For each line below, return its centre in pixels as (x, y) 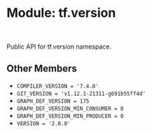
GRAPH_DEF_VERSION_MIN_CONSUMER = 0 (70, 108)
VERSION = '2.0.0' (43, 123)
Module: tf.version (61, 13)
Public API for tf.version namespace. (59, 46)
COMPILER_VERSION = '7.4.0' (57, 86)
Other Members (42, 69)
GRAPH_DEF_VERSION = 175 (53, 101)
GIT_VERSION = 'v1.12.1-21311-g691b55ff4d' (81, 94)
